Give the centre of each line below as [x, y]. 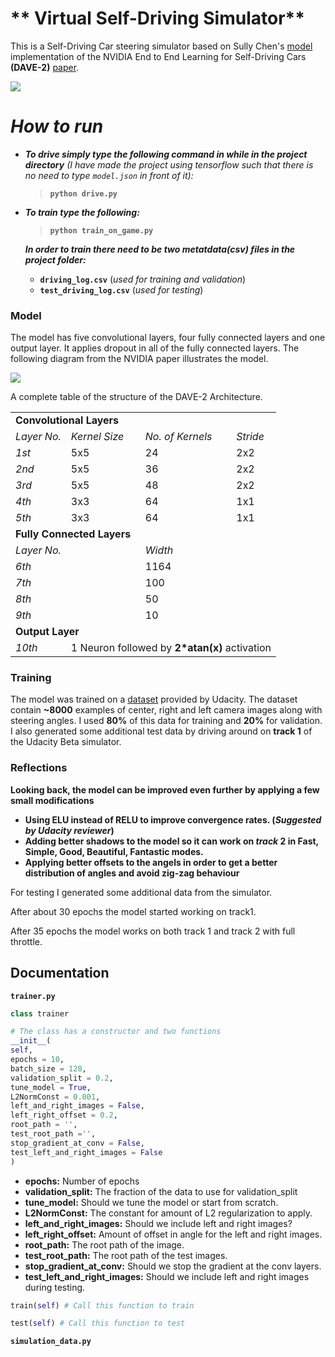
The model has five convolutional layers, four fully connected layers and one [168, 338]
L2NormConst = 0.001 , [55, 1097]
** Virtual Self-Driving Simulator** [157, 18]
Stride [250, 437]
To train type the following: [82, 212]
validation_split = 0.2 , [62, 1078]
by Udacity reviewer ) [69, 830]
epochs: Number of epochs [82, 1181]
